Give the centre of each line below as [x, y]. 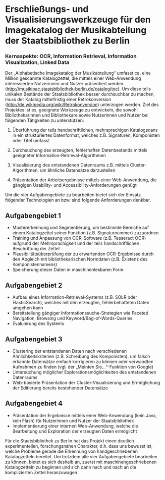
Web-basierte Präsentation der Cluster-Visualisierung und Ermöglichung [86, 382]
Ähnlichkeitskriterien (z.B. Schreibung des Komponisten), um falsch [81, 356]
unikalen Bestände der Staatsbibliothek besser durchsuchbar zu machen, [80, 94]
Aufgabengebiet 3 [34, 339]
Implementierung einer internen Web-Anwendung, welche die [75, 426]
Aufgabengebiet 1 [33, 216]
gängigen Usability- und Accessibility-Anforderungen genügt [75, 185]
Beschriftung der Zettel [36, 249]
